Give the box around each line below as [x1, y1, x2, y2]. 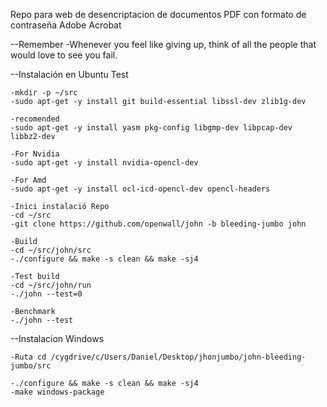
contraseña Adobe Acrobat [10, 19, 122, 31]
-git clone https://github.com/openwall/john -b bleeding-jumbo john [10, 219, 307, 229]
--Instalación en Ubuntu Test [10, 69, 129, 80]
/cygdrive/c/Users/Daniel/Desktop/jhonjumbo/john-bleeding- [50, 352, 307, 362]
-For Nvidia [10, 149, 60, 159]
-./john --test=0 [10, 289, 83, 299]
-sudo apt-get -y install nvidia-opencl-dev [10, 158, 199, 168]
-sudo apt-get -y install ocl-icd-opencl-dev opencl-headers [10, 184, 271, 194]
